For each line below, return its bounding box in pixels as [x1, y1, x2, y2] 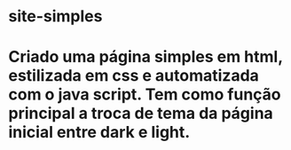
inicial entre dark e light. [8, 122, 191, 143]
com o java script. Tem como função [8, 84, 281, 105]
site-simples [8, 6, 103, 27]
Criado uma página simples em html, [8, 47, 283, 67]
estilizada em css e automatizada [8, 66, 259, 86]
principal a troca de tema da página [8, 104, 274, 123]
